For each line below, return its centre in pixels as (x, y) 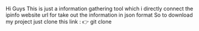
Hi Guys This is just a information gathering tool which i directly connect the (99, 9)
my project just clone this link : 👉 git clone (59, 21)
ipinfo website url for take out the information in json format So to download (99, 15)
